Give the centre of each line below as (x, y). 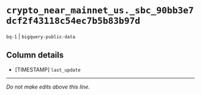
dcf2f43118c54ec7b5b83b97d (73, 21)
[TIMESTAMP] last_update (48, 69)
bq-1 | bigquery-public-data (41, 36)
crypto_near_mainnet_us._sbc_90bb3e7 (100, 10)
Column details (35, 55)
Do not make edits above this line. (48, 87)
